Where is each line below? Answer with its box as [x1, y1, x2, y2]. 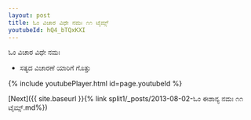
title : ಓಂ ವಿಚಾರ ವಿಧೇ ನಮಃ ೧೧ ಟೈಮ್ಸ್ [8, 19, 109, 27]
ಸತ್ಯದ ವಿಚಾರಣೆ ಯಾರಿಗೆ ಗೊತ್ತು [19, 64, 92, 73]
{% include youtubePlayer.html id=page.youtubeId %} [8, 79, 183, 89]
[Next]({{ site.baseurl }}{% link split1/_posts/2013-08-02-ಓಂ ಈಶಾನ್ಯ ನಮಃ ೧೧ [8, 94, 244, 104]
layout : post [8, 11, 51, 20]
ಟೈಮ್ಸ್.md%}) [8, 103, 49, 112]
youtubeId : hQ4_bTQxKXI [8, 26, 86, 34]
